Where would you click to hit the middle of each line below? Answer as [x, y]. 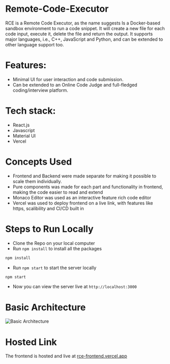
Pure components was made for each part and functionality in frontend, [88, 187]
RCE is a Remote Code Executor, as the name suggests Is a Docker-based [83, 23]
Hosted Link [31, 342]
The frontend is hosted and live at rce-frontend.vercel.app [66, 356]
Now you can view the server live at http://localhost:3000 [75, 287]
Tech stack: [31, 111]
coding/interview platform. [40, 90]
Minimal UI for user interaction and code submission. [68, 79]
